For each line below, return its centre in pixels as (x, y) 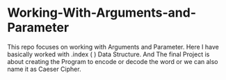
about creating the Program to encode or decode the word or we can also (113, 61)
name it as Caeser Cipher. (44, 69)
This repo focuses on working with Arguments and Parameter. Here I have (113, 47)
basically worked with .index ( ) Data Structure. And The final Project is (108, 54)
